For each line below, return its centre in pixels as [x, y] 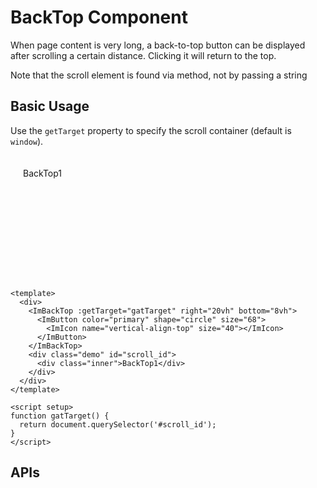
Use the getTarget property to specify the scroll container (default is [151, 130]
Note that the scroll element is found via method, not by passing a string [159, 75]
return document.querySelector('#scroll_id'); [118, 424]
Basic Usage [50, 106]
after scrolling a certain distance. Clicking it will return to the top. [143, 55]
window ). [27, 141]
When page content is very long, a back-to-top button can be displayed [158, 45]
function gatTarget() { [60, 416]
